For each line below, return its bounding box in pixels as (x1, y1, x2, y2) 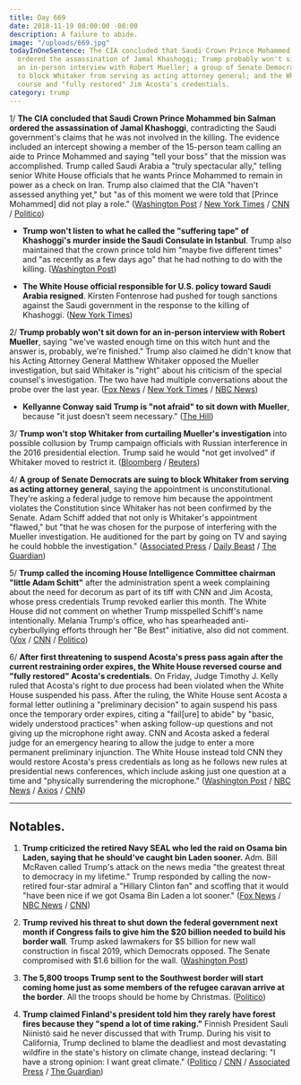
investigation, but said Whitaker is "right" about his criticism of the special (9, 365, 282, 375)
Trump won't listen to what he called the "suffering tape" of (21, 225, 249, 236)
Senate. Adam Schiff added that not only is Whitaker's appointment (9, 512, 258, 522)
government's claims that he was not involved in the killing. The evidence (9, 132, 280, 142)
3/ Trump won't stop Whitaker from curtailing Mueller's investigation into (9, 427, 288, 439)
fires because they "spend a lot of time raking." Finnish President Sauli (21, 1019, 288, 1029)
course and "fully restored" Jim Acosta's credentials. (17, 80, 230, 89)
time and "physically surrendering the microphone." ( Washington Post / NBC (9, 775, 291, 786)
